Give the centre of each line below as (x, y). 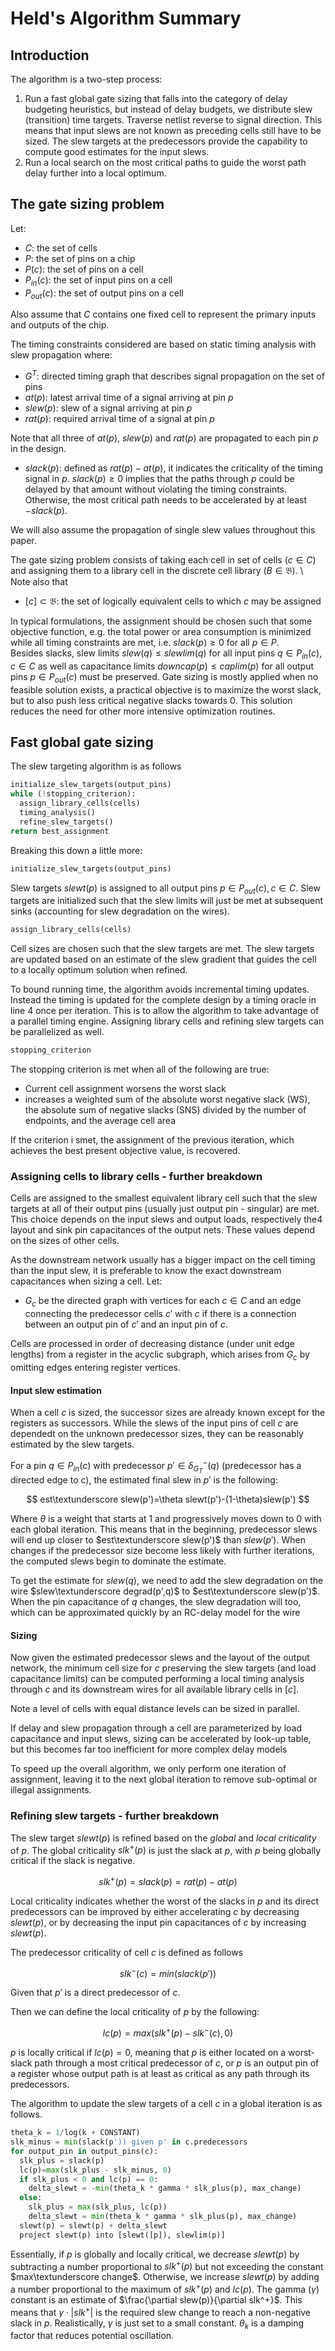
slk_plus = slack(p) (62, 2160)
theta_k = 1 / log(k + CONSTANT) (75, 2133)
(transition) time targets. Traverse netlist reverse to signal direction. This (173, 120)
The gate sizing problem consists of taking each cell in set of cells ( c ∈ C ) (163, 560)
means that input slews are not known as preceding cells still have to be (173, 130)
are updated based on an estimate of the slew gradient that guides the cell (163, 959)
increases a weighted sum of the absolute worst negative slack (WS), (167, 1099)
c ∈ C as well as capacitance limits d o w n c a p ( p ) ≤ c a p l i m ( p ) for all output (162, 666)
